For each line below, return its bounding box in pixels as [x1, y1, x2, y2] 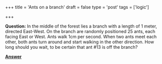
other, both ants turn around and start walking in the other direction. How [5, 39, 155, 45]
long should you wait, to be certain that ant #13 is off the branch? [5, 44, 138, 50]
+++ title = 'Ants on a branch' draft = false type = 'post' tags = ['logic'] [5, 4, 150, 10]
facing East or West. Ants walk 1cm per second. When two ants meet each [5, 34, 157, 39]
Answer [5, 54, 22, 60]
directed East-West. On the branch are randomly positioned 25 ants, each [5, 29, 156, 34]
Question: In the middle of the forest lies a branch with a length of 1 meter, [5, 23, 158, 29]
